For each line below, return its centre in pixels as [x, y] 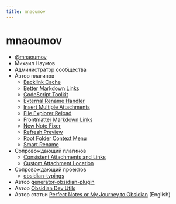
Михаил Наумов [35, 63]
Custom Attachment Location [58, 163]
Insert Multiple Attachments [57, 107]
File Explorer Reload [47, 113]
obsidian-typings [44, 175]
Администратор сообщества [50, 69]
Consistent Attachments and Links [65, 157]
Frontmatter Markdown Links [58, 119]
